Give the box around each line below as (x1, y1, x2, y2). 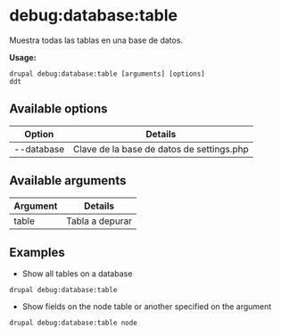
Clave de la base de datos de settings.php (72, 143, 249, 155)
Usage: (9, 52, 37, 62)
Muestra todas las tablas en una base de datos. (9, 35, 184, 45)
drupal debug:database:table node (9, 318, 138, 328)
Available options (9, 102, 109, 117)
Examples (9, 244, 65, 259)
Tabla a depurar (66, 215, 132, 227)
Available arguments (9, 173, 127, 188)
